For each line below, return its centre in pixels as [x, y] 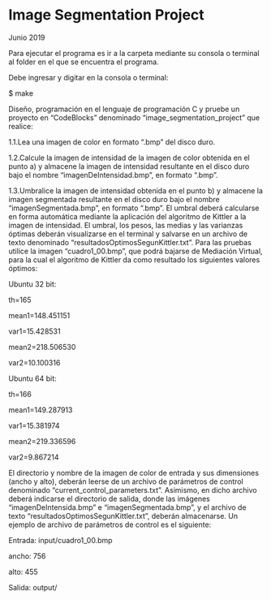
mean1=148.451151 [39, 315]
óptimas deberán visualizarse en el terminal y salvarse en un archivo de [128, 234]
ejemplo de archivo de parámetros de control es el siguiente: [110, 524]
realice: [21, 126]
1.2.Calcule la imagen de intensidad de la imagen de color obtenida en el [129, 158]
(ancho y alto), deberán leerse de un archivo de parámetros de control [126, 481]
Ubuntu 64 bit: [32, 378]
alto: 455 [23, 572]
